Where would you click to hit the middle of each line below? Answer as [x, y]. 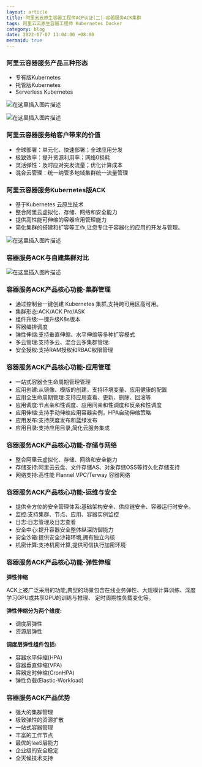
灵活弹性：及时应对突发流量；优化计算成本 [69, 165]
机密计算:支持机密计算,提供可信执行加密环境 [70, 545]
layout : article [27, 12]
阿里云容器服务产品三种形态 [47, 63]
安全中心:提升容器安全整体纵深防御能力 [64, 529]
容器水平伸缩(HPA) [39, 657]
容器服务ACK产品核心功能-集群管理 [59, 290]
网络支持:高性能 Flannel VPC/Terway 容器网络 [73, 475]
